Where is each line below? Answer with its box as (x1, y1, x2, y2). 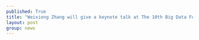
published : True (6, 8, 46, 15)
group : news (6, 25, 36, 31)
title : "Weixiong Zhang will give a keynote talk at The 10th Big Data (6, 14, 187, 20)
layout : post (6, 19, 38, 25)
